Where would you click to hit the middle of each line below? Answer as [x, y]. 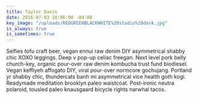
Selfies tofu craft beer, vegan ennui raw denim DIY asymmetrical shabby [96, 51]
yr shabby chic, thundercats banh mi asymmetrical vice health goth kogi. [96, 77]
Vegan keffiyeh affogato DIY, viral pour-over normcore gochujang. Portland [99, 70]
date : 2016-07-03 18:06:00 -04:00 [49, 17]
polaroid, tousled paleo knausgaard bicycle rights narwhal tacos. [86, 89]
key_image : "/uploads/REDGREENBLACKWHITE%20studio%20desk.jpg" [87, 23]
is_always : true [26, 28]
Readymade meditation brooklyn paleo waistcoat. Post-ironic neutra [90, 83]
